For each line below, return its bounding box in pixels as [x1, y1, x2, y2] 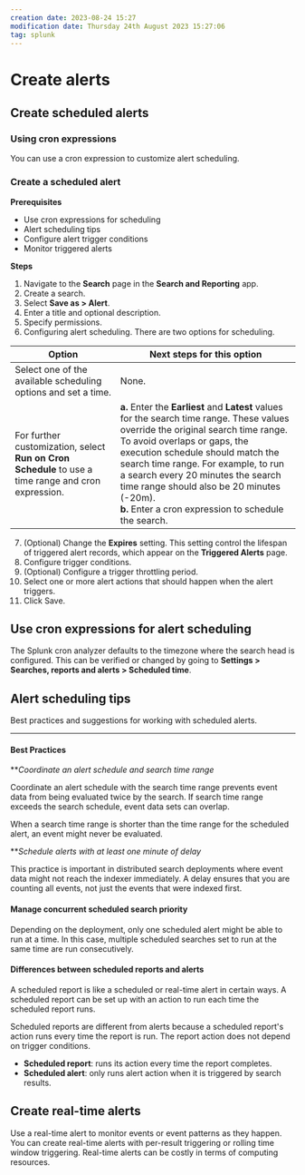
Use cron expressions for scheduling [23, 214, 161, 225]
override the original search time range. [119, 423, 288, 436]
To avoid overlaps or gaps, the [119, 435, 249, 447]
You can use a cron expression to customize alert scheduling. [10, 153, 240, 164]
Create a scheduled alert [10, 176, 121, 189]
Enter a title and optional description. [23, 307, 161, 318]
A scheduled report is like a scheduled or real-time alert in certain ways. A [10, 984, 287, 994]
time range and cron [14, 474, 101, 486]
